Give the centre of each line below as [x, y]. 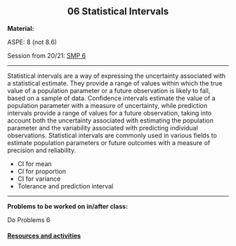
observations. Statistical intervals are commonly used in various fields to [112, 135]
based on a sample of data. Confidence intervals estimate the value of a [111, 98]
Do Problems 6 [29, 219]
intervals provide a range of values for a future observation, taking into [110, 113]
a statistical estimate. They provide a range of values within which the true [115, 83]
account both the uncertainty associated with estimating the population [111, 120]
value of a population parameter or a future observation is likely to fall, [109, 90]
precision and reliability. [41, 150]
